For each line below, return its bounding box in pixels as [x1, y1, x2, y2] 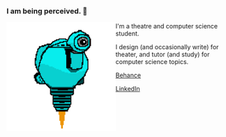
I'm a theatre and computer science [115, 22, 218, 31]
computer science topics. [115, 58, 189, 66]
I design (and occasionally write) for [115, 43, 219, 51]
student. [115, 29, 140, 38]
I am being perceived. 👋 [6, 6, 88, 16]
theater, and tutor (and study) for [115, 50, 210, 58]
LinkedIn [115, 85, 140, 93]
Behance [115, 71, 141, 79]
